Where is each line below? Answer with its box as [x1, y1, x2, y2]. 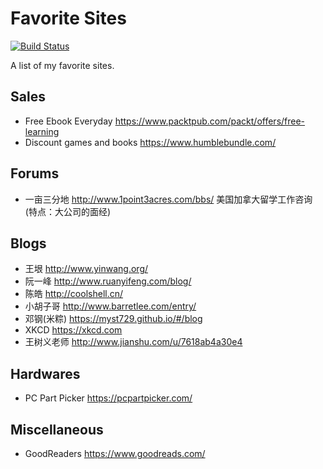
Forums [10, 165, 60, 182]
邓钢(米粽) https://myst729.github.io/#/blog [24, 313, 203, 325]
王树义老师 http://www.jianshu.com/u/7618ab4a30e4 [24, 336, 243, 348]
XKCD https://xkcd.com [24, 324, 123, 336]
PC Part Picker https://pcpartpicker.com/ [24, 392, 193, 404]
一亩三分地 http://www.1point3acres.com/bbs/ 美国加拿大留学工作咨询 [24, 193, 313, 205]
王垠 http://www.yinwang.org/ [24, 263, 149, 275]
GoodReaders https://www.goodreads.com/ [24, 448, 206, 459]
